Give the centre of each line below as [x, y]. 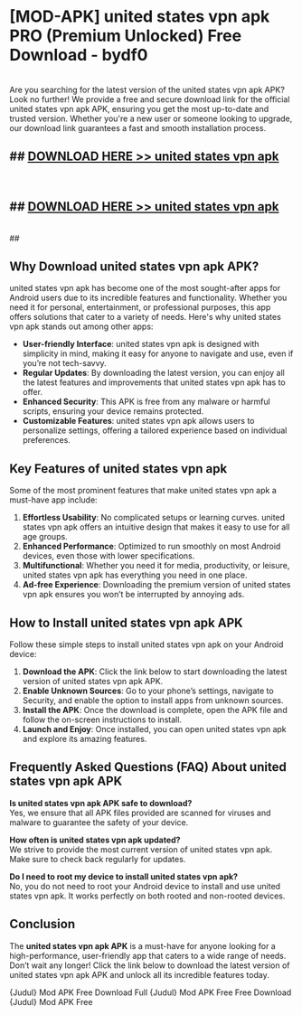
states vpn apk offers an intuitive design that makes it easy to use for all [156, 527]
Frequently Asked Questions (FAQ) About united [148, 767]
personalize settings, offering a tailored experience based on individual [155, 430]
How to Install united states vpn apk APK [126, 622]
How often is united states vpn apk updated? [95, 840]
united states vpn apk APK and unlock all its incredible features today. [139, 974]
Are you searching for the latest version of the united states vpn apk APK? [147, 89]
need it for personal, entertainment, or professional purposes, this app [140, 307]
